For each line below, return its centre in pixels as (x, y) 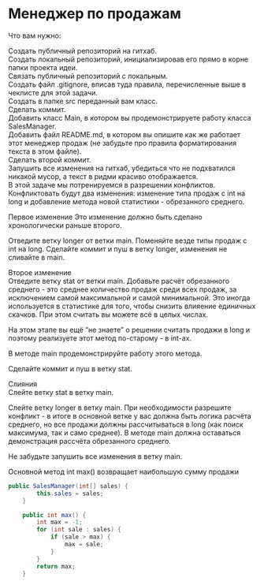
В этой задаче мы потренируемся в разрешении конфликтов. (112, 184)
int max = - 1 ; (59, 522)
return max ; (56, 566)
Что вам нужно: (35, 35)
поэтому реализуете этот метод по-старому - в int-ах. (100, 338)
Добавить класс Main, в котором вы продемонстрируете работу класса (130, 117)
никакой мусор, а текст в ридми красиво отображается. (103, 176)
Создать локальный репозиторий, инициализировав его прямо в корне (128, 59)
